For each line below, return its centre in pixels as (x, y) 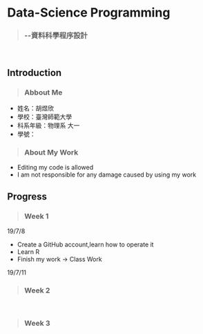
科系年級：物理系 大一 (48, 126)
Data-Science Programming (89, 13)
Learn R (28, 252)
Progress (27, 196)
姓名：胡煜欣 (35, 108)
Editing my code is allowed (55, 168)
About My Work (51, 153)
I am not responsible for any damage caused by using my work (107, 175)
